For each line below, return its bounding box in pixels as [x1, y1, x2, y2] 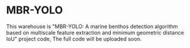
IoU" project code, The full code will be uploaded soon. [6, 35, 142, 42]
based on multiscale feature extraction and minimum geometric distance [6, 29, 185, 36]
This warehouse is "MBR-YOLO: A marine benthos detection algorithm [6, 23, 178, 30]
